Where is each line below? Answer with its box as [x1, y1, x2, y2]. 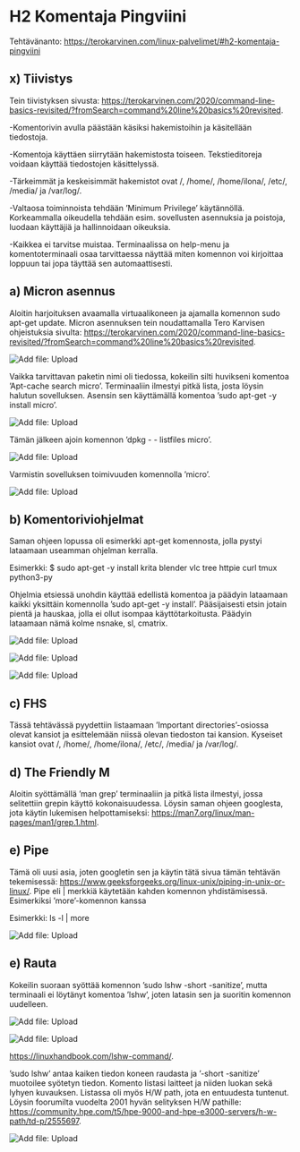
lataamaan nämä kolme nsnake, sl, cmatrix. [9, 618, 168, 628]
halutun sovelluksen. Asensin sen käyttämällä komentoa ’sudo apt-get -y [9, 389, 278, 400]
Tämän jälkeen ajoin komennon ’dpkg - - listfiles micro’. [9, 434, 212, 445]
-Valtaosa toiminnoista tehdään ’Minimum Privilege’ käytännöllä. [9, 202, 244, 213]
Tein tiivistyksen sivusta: [9, 95, 100, 106]
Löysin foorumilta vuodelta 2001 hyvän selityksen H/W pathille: [9, 1097, 242, 1107]
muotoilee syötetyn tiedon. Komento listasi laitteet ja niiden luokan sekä [9, 1077, 273, 1088]
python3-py [9, 572, 54, 583]
